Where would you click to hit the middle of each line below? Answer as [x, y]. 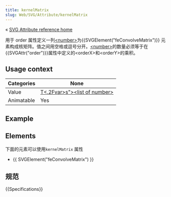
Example [19, 118]
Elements [21, 136]
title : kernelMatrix [27, 10]
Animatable [21, 100]
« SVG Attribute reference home [39, 29]
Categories [22, 83]
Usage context [29, 69]
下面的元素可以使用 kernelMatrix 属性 [44, 149]
